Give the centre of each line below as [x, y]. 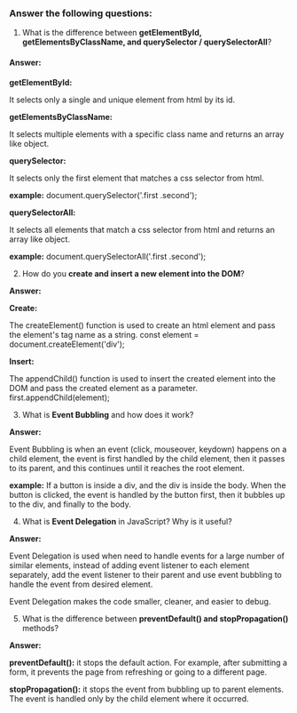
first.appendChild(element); [59, 397]
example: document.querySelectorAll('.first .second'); [108, 256]
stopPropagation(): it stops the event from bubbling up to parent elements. [146, 689]
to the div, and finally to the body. [70, 504]
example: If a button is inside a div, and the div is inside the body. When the [148, 485]
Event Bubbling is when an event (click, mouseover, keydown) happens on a [148, 449]
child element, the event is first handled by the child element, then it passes [147, 458]
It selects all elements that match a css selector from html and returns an [142, 229]
